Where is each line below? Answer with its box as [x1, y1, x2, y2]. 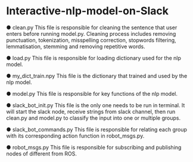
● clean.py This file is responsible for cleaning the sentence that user [6, 24, 178, 31]
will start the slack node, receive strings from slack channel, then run [6, 108, 176, 115]
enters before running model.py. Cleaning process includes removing [6, 30, 176, 37]
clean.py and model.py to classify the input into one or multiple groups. [6, 114, 180, 121]
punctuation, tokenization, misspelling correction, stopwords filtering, [6, 36, 177, 43]
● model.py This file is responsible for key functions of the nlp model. [6, 90, 178, 97]
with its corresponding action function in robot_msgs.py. [6, 132, 145, 139]
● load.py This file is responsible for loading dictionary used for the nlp [6, 54, 182, 61]
